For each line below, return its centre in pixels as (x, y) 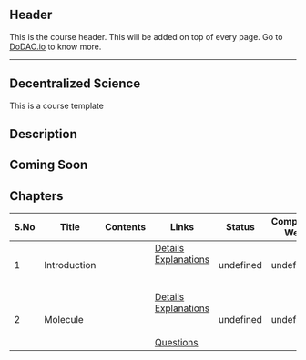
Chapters (36, 196)
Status (240, 227)
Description (43, 134)
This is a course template (57, 105)
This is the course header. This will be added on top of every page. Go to (146, 36)
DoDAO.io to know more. (56, 46)
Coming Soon (49, 165)
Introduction (70, 265)
